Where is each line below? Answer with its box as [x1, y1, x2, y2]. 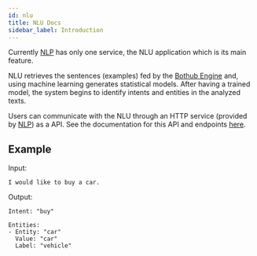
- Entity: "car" [8, 229, 61, 236]
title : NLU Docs [8, 19, 61, 27]
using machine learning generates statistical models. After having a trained [8, 79, 251, 89]
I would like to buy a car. [8, 178, 101, 187]
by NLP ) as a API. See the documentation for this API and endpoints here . [8, 119, 246, 130]
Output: [8, 192, 33, 202]
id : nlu [8, 11, 34, 20]
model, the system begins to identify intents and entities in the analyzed [8, 88, 241, 97]
